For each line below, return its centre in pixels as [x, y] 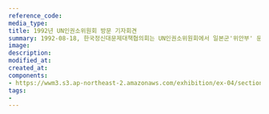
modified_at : [30, 61]
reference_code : [35, 16]
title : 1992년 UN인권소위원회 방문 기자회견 [73, 31]
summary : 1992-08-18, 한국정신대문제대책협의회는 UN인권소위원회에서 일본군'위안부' [131, 38]
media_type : [28, 23]
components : [28, 75]
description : [30, 53]
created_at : [28, 68]
